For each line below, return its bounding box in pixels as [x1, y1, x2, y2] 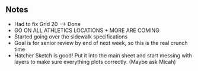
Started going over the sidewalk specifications [14, 33, 128, 40]
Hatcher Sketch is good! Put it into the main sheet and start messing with [14, 51, 192, 59]
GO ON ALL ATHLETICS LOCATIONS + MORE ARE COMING [14, 27, 159, 34]
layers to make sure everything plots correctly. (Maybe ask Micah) [14, 58, 176, 65]
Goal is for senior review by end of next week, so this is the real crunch [14, 39, 188, 46]
